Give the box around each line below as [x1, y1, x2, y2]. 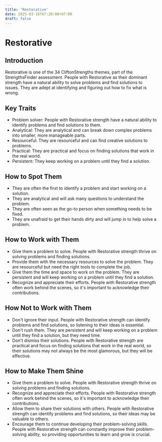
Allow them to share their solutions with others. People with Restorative [12, 406, 154, 411]
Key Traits [5, 104, 36, 112]
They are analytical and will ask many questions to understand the [12, 195, 144, 201]
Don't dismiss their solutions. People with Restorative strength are [12, 337, 144, 343]
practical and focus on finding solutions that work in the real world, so [12, 342, 151, 348]
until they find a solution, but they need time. [12, 332, 101, 338]
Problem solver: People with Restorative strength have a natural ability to [12, 117, 157, 123]
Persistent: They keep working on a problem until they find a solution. [12, 159, 151, 164]
